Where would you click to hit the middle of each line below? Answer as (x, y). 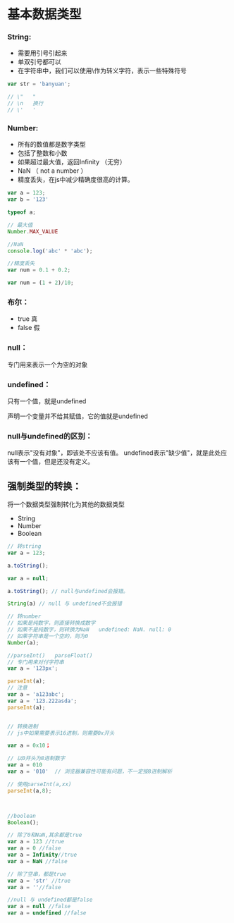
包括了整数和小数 (42, 153)
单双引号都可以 (39, 62)
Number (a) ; (23, 642)
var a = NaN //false (38, 861)
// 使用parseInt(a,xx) (39, 784)
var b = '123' (28, 200)
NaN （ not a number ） (52, 171)
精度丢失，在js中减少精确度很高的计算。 (75, 180)
